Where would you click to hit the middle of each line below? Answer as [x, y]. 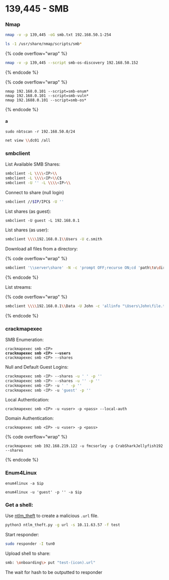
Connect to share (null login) [35, 193]
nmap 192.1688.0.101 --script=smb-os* [46, 100]
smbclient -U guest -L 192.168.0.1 [43, 220]
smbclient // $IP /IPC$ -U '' [35, 202]
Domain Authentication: [30, 419]
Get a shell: [19, 505]
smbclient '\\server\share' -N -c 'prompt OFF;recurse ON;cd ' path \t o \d [83, 268]
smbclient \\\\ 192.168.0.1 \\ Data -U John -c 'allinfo [63, 306]
